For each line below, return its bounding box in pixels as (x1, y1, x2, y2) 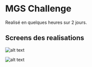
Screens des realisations (5, 34, 84, 42)
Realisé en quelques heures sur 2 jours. (5, 19, 87, 25)
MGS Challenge (5, 3, 72, 14)
